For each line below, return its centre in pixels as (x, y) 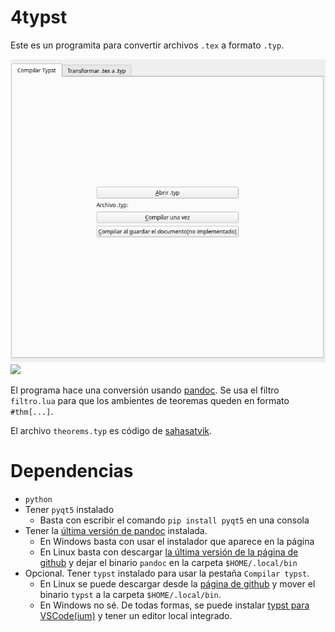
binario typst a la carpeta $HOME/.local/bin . (130, 594)
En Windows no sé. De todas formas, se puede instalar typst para (174, 605)
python (38, 499)
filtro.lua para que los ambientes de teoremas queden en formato (150, 400)
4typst (39, 17)
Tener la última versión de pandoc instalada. (116, 530)
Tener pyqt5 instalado (69, 509)
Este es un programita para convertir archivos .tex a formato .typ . (147, 45)
